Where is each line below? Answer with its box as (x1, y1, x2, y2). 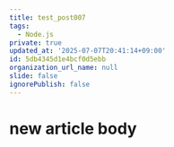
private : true (9, 38, 63, 48)
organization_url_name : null (9, 64, 118, 73)
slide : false (9, 72, 58, 81)
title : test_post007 (9, 13, 87, 22)
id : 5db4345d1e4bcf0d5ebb (9, 55, 106, 64)
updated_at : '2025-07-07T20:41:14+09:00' (9, 47, 167, 56)
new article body (9, 118, 137, 139)
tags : (9, 22, 30, 30)
